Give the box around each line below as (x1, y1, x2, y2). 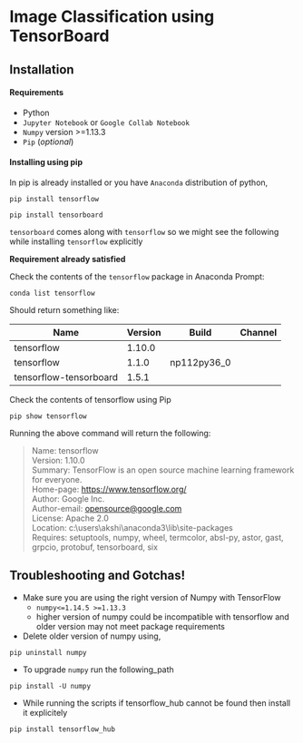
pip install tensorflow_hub (9, 724, 116, 734)
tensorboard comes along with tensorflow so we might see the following (9, 226, 279, 237)
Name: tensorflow (31, 445, 99, 455)
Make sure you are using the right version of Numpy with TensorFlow (22, 591, 281, 602)
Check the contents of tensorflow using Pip (9, 394, 172, 405)
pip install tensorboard (9, 210, 103, 220)
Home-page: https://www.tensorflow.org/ (31, 484, 188, 494)
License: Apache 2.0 (31, 513, 109, 523)
